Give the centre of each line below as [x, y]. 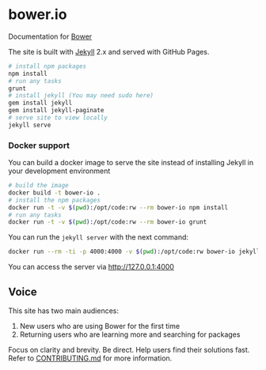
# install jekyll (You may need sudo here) [81, 96]
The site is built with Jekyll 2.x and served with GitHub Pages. [109, 51]
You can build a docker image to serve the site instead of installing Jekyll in [131, 163]
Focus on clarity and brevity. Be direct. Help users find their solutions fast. [129, 350]
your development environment [59, 171]
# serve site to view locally [58, 118]
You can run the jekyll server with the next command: [98, 237]
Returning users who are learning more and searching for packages [130, 334]
